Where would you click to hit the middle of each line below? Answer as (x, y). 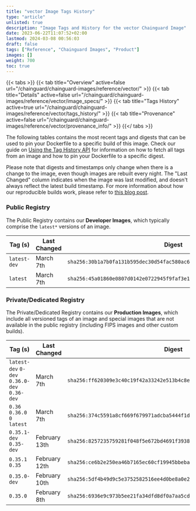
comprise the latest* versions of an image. (58, 227)
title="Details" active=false (38, 95)
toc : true (18, 66)
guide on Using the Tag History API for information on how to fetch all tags (95, 150)
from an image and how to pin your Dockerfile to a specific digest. (85, 156)
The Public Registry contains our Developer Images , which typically (88, 220)
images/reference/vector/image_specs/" (55, 101)
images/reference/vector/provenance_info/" (59, 126)
